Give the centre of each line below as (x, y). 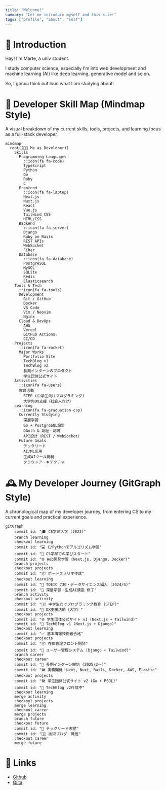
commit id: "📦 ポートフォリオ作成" (49, 574)
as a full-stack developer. (32, 134)
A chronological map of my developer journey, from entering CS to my (78, 512)
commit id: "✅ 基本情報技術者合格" (49, 634)
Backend (27, 224)
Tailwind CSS (37, 215)
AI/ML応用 (33, 452)
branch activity (32, 595)
